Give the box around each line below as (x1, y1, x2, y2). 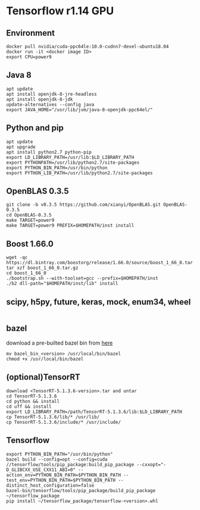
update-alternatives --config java (6, 101, 95, 108)
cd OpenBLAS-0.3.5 (6, 212, 52, 218)
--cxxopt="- (136, 461, 167, 468)
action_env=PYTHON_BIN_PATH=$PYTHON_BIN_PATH (6, 472, 121, 478)
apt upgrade (6, 144, 36, 150)
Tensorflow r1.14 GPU (6, 4, 114, 18)
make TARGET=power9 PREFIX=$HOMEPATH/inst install (6, 223, 135, 229)
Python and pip (6, 123, 64, 133)
